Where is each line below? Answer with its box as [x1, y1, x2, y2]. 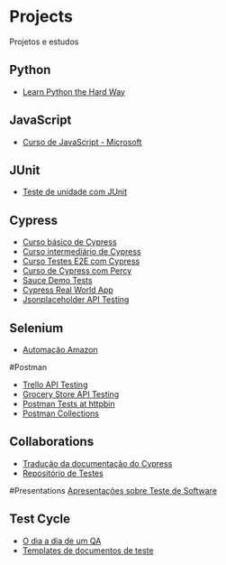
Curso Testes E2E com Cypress [22, 255, 140, 267]
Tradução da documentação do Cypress [22, 458, 173, 468]
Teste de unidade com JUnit [22, 187, 128, 198]
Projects [9, 6, 74, 27]
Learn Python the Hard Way [22, 86, 126, 97]
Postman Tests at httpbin [22, 399, 115, 409]
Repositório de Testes [22, 468, 104, 478]
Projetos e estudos [9, 36, 79, 47]
